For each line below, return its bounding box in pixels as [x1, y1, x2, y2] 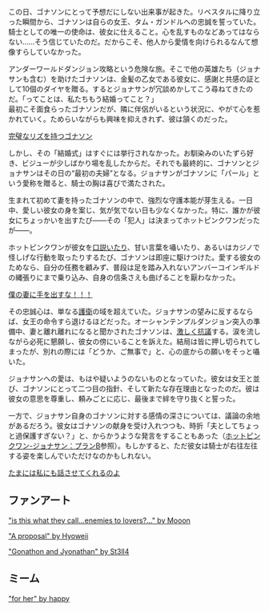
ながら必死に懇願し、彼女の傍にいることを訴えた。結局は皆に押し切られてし [8, 337, 261, 346]
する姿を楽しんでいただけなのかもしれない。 [8, 451, 156, 460]
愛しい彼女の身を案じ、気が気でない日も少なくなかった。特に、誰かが [22, 205, 254, 215]
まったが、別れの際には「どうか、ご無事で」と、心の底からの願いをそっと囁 [8, 347, 260, 356]
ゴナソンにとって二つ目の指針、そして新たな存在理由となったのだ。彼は [22, 384, 260, 393]
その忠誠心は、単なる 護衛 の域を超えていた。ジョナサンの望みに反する [8, 307, 240, 316]
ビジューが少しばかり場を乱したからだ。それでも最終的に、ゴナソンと [22, 159, 253, 168]
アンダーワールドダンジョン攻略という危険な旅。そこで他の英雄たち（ [8, 64, 240, 74]
